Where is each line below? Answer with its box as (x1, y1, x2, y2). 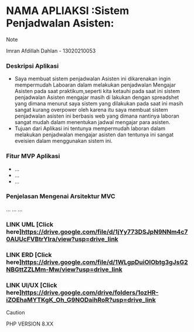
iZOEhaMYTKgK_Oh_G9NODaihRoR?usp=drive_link (6, 296, 156, 304)
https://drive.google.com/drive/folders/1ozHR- (21, 288, 159, 296)
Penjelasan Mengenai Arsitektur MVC (6, 192, 115, 200)
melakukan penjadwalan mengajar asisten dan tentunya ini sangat (14, 131, 174, 138)
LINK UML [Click (6, 220, 54, 228)
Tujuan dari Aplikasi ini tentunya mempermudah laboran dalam (14, 125, 166, 132)
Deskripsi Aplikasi (6, 61, 59, 70)
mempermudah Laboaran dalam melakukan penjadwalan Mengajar (14, 81, 176, 88)
